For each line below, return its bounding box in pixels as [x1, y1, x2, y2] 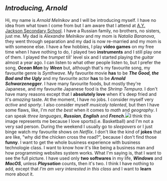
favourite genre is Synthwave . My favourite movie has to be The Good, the [5, 70, 159, 76]
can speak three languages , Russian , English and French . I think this [5, 113, 152, 119]
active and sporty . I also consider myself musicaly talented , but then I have [5, 101, 160, 107]
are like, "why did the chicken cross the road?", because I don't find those [5, 134, 157, 140]
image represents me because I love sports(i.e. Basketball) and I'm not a [5, 118, 154, 124]
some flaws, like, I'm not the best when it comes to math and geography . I [5, 107, 158, 113]
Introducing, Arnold [5, 4, 67, 12]
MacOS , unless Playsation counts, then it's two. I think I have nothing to [5, 160, 155, 166]
